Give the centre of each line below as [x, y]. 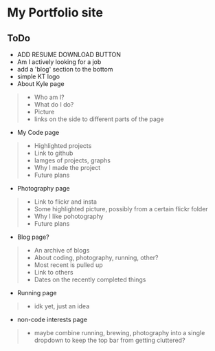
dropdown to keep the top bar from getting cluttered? [110, 340]
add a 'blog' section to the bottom [65, 69]
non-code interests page [52, 319]
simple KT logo [38, 76]
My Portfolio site [55, 13]
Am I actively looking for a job [59, 62]
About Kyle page [41, 84]
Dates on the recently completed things [90, 279]
